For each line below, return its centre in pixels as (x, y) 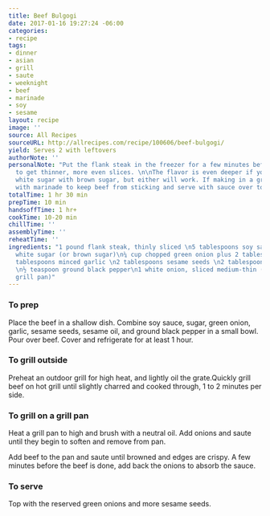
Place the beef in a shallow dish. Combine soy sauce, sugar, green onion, (129, 323)
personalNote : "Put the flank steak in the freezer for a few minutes (129, 165)
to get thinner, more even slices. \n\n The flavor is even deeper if (134, 173)
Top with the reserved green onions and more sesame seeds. (110, 504)
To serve (26, 486)
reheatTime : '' (34, 240)
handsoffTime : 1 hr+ (43, 209)
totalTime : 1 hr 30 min (48, 195)
